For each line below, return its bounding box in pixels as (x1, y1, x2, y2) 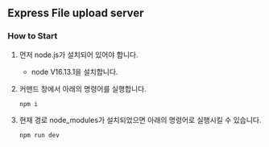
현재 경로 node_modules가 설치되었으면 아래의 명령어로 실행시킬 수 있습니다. (19, 115, 262, 125)
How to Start (7, 31, 58, 42)
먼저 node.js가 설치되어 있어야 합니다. (19, 50, 139, 59)
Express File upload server (7, 6, 144, 20)
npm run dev (19, 131, 60, 139)
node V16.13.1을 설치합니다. (31, 67, 118, 76)
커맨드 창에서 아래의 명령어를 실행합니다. (19, 84, 147, 93)
